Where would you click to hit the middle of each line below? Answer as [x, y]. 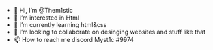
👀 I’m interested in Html [46, 18]
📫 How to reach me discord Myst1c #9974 [74, 40]
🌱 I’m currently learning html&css [60, 25]
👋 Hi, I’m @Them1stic [43, 10]
